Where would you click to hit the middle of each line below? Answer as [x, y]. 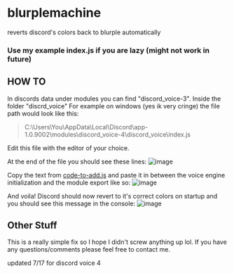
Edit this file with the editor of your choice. [68, 147]
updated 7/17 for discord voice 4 [54, 263]
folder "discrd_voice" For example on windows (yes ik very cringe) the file [114, 106]
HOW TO [27, 82]
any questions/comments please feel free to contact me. [89, 250]
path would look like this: [43, 113]
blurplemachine [54, 13]
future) [19, 59]
